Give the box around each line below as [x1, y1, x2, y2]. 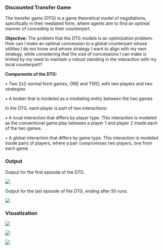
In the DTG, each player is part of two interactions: [5, 105, 108, 111]
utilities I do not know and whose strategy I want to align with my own [5, 46, 147, 52]
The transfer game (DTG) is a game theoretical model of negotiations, [5, 15, 147, 21]
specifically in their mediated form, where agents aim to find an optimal [5, 20, 150, 26]
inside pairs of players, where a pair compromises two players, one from [5, 140, 153, 146]
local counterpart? [5, 61, 42, 68]
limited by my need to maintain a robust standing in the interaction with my [5, 56, 157, 62]
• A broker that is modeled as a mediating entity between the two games [5, 96, 153, 101]
